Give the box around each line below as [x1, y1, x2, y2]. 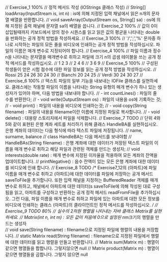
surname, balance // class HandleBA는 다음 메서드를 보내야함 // [5, 133, 132, 139]
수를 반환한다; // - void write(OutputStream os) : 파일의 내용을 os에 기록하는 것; [5, 96, 162, 102]
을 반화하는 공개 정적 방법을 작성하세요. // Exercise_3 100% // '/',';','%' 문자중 [5, 35, 156, 41]
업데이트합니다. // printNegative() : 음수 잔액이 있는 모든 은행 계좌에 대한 [5, 158, 147, 164]
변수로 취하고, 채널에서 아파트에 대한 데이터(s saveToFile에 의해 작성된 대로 [5, 183, 151, 189]
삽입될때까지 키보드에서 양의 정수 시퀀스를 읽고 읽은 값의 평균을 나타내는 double [5, 29, 160, 35]
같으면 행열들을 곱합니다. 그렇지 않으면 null [5, 252, 88, 257]
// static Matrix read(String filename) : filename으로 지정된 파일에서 [15, 233, 150, 239]
